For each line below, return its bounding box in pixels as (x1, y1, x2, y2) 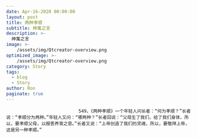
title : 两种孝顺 (6, 19, 43, 25)
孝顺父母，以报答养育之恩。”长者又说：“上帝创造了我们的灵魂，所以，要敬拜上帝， (19, 120, 190, 127)
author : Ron (6, 86, 35, 91)
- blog (11, 74, 28, 80)
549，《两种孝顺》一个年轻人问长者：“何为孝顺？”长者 (78, 108, 191, 114)
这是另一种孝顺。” (6, 127, 43, 133)
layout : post (6, 14, 38, 20)
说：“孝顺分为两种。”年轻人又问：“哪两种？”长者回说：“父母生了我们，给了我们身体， (6, 114, 185, 120)
